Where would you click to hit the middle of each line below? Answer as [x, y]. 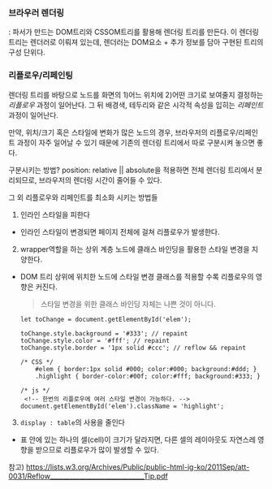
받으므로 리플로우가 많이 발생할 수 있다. [97, 449]
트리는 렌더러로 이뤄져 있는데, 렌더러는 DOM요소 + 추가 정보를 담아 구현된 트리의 [136, 42]
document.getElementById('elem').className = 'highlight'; [122, 406]
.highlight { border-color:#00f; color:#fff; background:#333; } [148, 376]
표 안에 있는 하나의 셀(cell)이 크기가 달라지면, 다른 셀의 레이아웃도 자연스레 [138, 439]
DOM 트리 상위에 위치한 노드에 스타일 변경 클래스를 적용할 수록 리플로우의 [137, 276]
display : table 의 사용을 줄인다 [73, 422]
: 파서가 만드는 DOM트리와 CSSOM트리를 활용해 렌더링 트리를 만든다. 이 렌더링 [134, 32]
